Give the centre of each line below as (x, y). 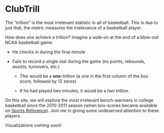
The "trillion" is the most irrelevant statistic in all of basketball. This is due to (82, 22)
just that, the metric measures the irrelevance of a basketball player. (73, 27)
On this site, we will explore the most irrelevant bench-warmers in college (79, 100)
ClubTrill (23, 9)
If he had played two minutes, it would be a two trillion (74, 90)
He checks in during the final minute (49, 52)
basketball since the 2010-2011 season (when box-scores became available (81, 105)
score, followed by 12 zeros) (48, 81)
